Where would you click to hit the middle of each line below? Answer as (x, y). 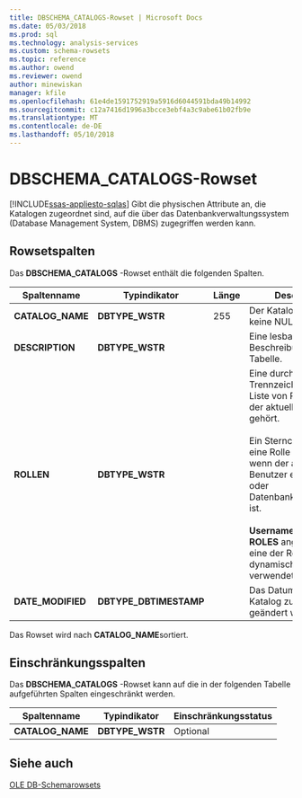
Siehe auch (41, 763)
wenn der (269, 463)
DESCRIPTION (44, 347)
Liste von (268, 395)
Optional (191, 731)
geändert (268, 612)
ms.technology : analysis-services (74, 43)
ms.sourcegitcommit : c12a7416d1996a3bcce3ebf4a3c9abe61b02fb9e (130, 110)
